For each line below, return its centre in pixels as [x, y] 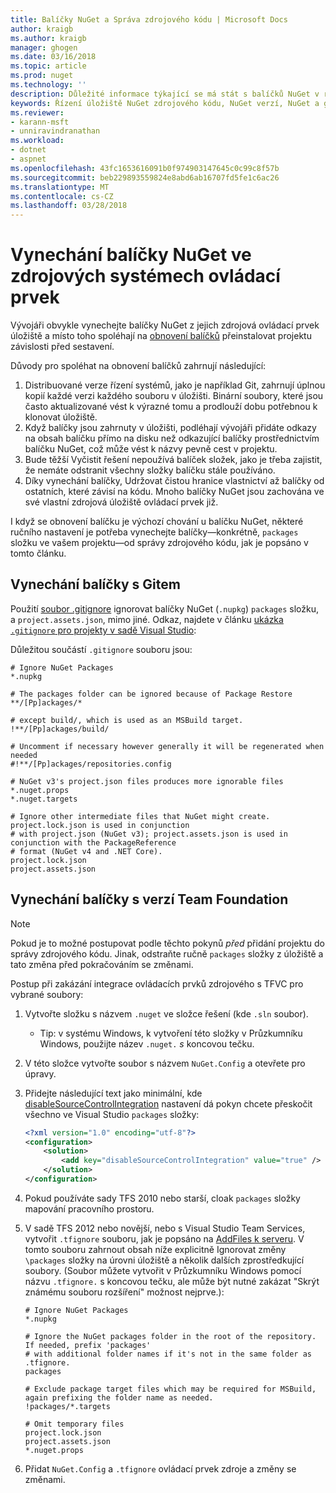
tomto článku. [38, 553]
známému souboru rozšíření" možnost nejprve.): [124, 1292]
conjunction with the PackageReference [93, 842]
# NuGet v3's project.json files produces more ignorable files [147, 781]
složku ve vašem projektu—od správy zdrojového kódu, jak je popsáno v [159, 543]
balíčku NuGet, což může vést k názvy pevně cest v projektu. [151, 449]
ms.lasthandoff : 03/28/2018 [69, 206]
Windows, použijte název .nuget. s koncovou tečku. [147, 1043]
